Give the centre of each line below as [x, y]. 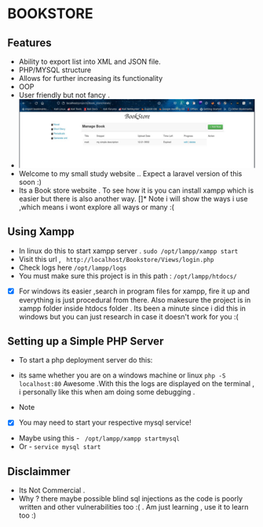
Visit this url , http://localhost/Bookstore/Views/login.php [116, 259]
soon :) [30, 182]
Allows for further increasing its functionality [91, 78]
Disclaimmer [39, 472]
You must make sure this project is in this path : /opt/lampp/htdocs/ [128, 275]
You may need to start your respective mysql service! [105, 422]
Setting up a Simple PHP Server [86, 341]
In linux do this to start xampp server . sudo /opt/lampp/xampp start [128, 251]
